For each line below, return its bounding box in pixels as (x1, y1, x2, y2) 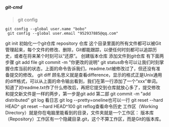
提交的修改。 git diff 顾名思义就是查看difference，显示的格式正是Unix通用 (9, 72, 162, 78)
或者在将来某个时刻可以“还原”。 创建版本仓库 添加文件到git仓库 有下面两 (14, 53, 164, 59)
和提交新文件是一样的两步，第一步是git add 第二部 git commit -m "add (5, 91, 151, 97)
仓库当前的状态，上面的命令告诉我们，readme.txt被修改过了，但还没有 (9, 66, 156, 72)
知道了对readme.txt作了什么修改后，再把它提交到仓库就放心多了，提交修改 (5, 84, 160, 90)
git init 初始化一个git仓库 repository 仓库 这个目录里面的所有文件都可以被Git (5, 40, 161, 46)
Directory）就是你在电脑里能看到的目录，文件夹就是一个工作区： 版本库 (5, 109, 154, 115)
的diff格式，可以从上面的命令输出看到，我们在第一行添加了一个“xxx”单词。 (5, 78, 160, 84)
